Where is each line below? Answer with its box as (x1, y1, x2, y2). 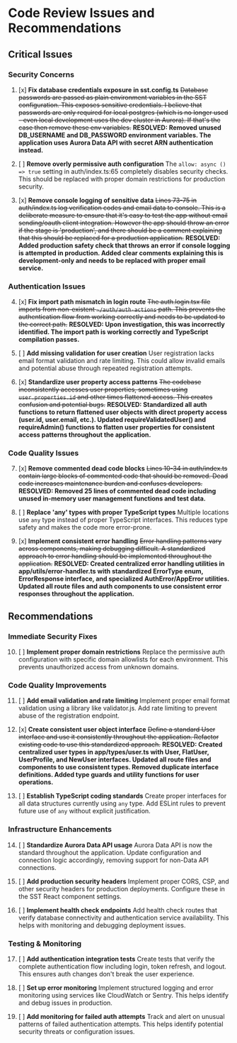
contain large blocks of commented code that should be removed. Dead (18, 472, 229, 480)
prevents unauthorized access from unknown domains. (18, 663, 180, 671)
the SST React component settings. (18, 892, 122, 900)
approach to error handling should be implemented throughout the (18, 552, 212, 561)
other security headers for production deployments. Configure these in (18, 884, 226, 893)
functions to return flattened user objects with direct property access (18, 408, 228, 416)
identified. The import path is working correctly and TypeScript (18, 328, 209, 336)
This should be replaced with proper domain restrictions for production (18, 174, 226, 183)
